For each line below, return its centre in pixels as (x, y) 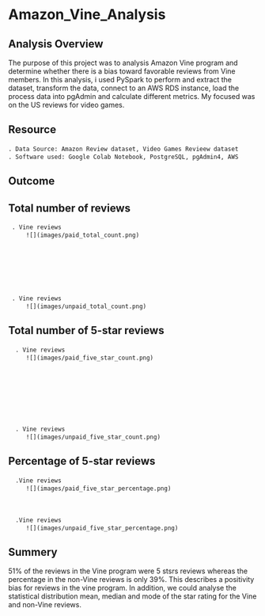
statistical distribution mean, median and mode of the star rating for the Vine (132, 596)
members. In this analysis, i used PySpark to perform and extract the (120, 80)
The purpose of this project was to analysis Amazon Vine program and (123, 63)
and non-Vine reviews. (45, 605)
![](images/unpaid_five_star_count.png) (93, 437)
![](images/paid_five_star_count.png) (90, 358)
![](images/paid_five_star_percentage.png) (98, 489)
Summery (33, 552)
